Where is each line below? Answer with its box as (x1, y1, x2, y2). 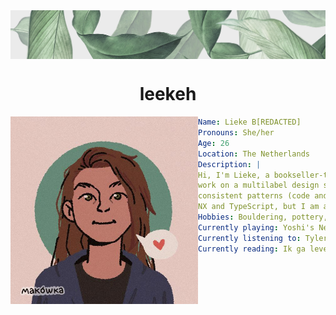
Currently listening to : (198, 233, 302, 243)
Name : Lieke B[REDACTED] (198, 117, 302, 128)
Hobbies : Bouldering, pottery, (198, 212, 328, 223)
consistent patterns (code (198, 191, 310, 201)
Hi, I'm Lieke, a (198, 170, 270, 180)
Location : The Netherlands (198, 149, 310, 159)
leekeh (139, 83, 197, 106)
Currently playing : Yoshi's (198, 222, 315, 233)
